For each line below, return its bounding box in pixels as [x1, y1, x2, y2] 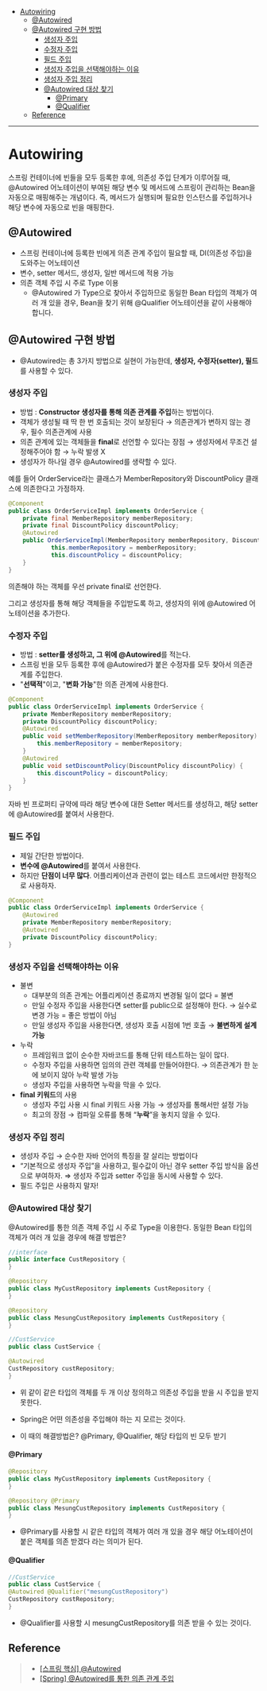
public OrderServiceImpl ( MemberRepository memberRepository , [22, 537, 229, 545]
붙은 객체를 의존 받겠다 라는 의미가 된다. [19, 1537, 143, 1546]
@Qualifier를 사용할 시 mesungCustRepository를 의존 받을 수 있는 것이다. [19, 1618, 252, 1627]
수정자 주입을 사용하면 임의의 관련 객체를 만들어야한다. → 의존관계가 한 [31, 1061, 250, 1069]
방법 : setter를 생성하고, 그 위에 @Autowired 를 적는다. [19, 650, 191, 659]
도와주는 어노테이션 [19, 258, 80, 267]
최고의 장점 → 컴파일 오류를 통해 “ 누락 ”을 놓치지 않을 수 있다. [31, 1110, 220, 1119]
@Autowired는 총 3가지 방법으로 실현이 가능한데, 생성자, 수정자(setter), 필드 [19, 355, 258, 365]
